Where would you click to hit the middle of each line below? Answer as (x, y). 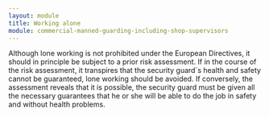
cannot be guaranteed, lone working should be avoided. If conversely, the (131, 79)
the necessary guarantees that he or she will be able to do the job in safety (132, 96)
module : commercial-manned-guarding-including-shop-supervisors (118, 30)
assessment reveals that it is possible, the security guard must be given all (132, 87)
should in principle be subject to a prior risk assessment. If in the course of (132, 62)
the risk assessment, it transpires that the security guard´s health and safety (135, 71)
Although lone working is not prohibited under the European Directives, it (129, 54)
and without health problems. (57, 104)
